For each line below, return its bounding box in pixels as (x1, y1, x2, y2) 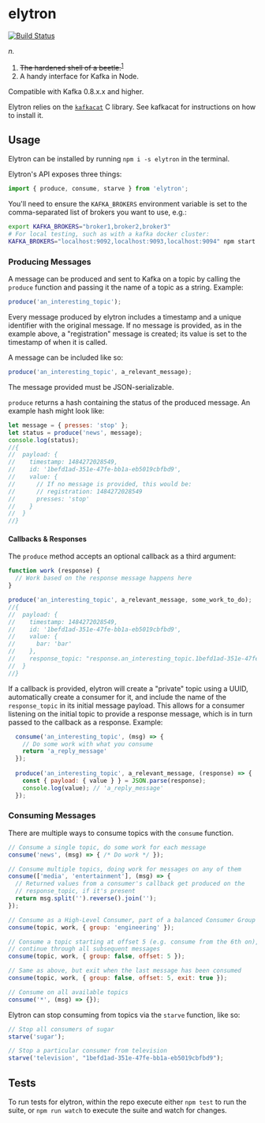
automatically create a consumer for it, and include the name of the (8, 692, 227, 701)
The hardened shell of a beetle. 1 (19, 61, 124, 72)
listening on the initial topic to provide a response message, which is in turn (8, 709, 253, 718)
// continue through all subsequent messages (8, 945, 160, 953)
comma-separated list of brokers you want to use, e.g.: (8, 207, 187, 217)
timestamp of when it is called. (8, 338, 108, 347)
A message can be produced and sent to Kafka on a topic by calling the (8, 274, 241, 284)
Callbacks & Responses (8, 534, 87, 543)
